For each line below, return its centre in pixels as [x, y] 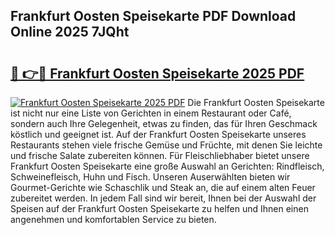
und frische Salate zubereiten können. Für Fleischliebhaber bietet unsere [160, 155]
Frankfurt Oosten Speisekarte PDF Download [153, 16]
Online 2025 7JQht [70, 32]
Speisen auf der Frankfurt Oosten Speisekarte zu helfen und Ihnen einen [159, 208]
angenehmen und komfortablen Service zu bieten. [113, 219]
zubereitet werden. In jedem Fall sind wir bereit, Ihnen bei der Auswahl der [163, 198]
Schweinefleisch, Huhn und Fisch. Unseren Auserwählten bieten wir [150, 177]
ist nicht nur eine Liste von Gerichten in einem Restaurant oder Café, [151, 113]
